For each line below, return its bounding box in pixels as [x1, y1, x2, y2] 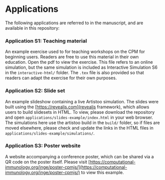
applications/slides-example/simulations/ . [5, 130, 95, 136]
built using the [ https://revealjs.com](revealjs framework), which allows [5, 104, 149, 110]
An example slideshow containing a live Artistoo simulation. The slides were [5, 98, 159, 104]
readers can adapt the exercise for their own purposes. [5, 75, 117, 81]
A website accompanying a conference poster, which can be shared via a [5, 153, 154, 159]
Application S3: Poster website [5, 142, 81, 149]
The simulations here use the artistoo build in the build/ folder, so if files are [5, 120, 160, 126]
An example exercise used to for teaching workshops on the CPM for [5, 48, 145, 55]
